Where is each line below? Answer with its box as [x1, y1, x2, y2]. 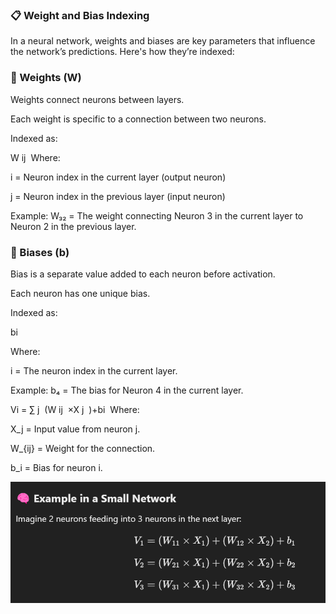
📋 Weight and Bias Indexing [10, 8, 150, 22]
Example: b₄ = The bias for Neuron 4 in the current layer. [10, 384, 244, 396]
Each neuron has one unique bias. [10, 287, 151, 299]
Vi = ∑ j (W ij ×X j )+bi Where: [10, 403, 140, 415]
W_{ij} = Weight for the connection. [10, 442, 156, 454]
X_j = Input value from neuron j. [10, 423, 141, 435]
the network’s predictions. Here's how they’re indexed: [10, 46, 235, 58]
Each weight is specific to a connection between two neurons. [10, 113, 267, 125]
